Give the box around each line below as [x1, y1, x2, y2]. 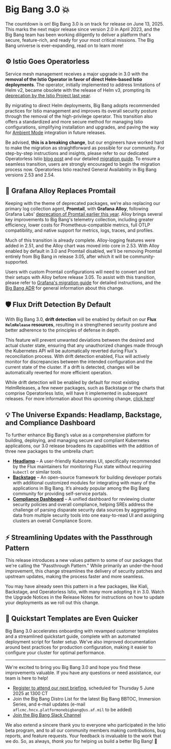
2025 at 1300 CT [12, 690, 48, 696]
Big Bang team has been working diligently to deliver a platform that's [5, 32, 151, 38]
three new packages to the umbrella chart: [5, 448, 94, 454]
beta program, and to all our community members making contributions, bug [5, 727, 165, 733]
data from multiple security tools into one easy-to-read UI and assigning [12, 512, 164, 519]
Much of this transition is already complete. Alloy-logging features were [5, 237, 155, 243]
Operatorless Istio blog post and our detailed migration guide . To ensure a [5, 156, 160, 162]
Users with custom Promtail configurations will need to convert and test [5, 269, 155, 275]
